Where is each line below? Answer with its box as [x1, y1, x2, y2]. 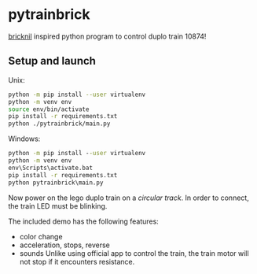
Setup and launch [8, 54, 97, 68]
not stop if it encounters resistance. [19, 257, 135, 266]
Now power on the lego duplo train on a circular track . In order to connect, [8, 193, 249, 202]
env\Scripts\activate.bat [8, 164, 93, 172]
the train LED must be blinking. [8, 201, 108, 210]
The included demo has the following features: [8, 217, 159, 226]
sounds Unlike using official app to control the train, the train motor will [19, 248, 249, 257]
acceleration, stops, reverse [19, 240, 110, 250]
